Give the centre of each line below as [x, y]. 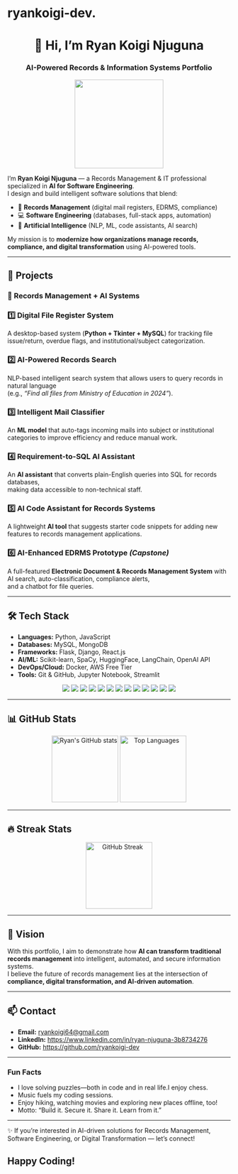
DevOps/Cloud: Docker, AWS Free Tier [75, 667]
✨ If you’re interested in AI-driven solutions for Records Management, [109, 1131]
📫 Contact [32, 1011]
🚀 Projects [30, 276]
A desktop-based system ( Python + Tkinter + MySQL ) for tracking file [110, 333]
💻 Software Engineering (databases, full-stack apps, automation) [114, 215]
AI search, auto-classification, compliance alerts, [79, 578]
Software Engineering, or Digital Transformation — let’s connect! [101, 1138]
